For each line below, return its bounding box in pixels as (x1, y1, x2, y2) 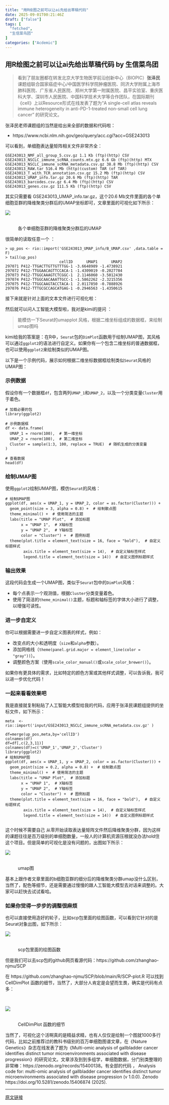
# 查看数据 (5, 456, 25, 461)
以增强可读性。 (12, 603, 44, 609)
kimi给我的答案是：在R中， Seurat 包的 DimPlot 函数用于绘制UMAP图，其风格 (5, 334, 160, 340)
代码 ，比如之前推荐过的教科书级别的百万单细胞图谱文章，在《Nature (5, 1038, 147, 1044)
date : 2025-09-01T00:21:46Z (5, 12, 64, 17)
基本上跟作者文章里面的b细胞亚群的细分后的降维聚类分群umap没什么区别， (5, 876, 161, 882)
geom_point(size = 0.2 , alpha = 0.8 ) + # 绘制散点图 (10, 765, 121, 770)
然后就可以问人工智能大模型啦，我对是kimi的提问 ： (5, 306, 112, 312)
